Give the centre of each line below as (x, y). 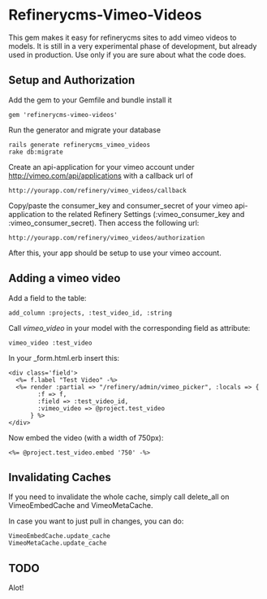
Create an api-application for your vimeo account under (101, 167)
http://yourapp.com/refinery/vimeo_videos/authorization (107, 237)
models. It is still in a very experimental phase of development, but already (133, 46)
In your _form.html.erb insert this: (64, 358)
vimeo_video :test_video (50, 343)
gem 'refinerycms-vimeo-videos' (63, 115)
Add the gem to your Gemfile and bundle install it (90, 100)
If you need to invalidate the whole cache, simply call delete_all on (119, 497)
